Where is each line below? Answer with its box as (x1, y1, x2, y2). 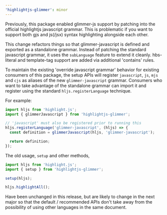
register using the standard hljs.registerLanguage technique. (5, 88, 132, 94)
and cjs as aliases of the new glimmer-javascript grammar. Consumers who (5, 77, 163, 83)
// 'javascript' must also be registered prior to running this (5, 120, 142, 126)
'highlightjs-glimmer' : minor (5, 7, 68, 12)
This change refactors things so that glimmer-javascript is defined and (5, 41, 150, 47)
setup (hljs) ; (5, 176, 32, 181)
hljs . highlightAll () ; (5, 185, 50, 190)
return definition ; (9, 139, 50, 144)
